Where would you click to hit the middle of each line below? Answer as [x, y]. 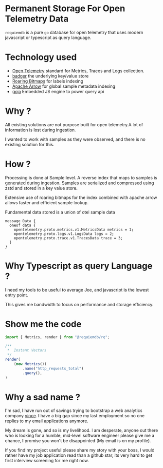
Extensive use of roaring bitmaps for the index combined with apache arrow [81, 197]
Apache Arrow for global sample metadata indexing [64, 86]
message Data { [20, 221]
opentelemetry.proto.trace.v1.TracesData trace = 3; [68, 238]
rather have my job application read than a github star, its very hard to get [79, 455]
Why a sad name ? [43, 397]
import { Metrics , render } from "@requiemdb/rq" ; [57, 337]
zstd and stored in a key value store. [41, 188]
